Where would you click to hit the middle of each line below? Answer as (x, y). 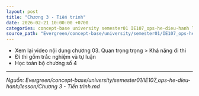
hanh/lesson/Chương (32, 87)
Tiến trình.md (84, 87)
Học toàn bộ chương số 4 (46, 63)
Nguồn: (15, 80)
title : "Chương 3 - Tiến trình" (46, 17)
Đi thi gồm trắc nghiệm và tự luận (55, 57)
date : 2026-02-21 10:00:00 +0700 (47, 23)
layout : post (22, 12)
